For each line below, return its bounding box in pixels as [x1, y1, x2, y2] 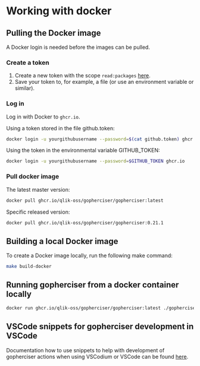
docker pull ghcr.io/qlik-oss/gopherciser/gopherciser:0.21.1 [6, 220, 164, 226]
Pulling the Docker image [6, 28, 101, 38]
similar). [14, 85, 35, 92]
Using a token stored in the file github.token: [6, 124, 115, 132]
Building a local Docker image [6, 236, 118, 246]
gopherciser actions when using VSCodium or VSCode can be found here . [6, 353, 189, 360]
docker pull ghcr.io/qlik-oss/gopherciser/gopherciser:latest [6, 198, 164, 204]
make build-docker [6, 264, 52, 270]
